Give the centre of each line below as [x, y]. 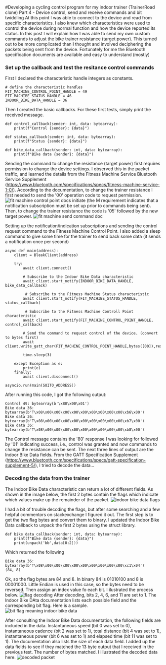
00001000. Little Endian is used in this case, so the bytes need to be [75, 584]
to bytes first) [22, 338]
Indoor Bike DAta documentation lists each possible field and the [71, 600]
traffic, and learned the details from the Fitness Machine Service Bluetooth [81, 174]
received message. [24, 115]
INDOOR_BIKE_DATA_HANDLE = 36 [36, 100]
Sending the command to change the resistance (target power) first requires [83, 164]
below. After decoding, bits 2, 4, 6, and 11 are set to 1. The [81, 595]
